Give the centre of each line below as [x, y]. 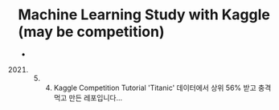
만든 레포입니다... [96, 97]
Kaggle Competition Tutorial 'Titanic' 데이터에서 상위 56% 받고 [155, 88]
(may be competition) [91, 32]
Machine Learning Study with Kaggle [144, 15]
